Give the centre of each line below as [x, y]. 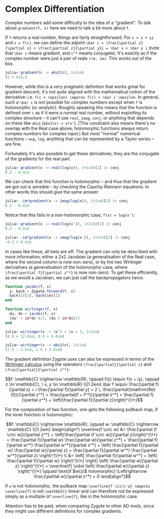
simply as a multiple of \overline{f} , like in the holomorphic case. [72, 496]
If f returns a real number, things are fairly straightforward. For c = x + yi [80, 37]
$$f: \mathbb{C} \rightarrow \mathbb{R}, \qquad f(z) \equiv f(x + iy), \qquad [82, 379]
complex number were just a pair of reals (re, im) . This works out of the [78, 58]
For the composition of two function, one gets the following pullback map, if [82, 409]
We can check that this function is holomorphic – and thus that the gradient [81, 182]
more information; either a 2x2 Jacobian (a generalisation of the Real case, [80, 257]
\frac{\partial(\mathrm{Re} [129, 390]
